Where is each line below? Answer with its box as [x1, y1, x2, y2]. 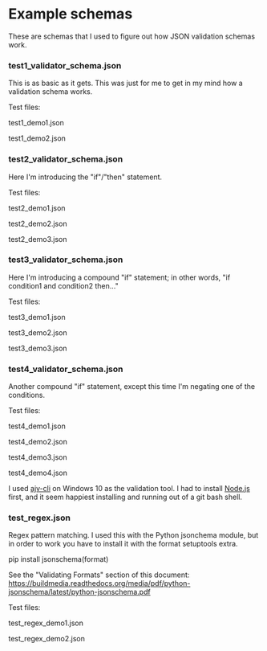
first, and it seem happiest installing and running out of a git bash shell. [8, 492, 243, 502]
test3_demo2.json [8, 327, 68, 338]
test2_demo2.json [8, 219, 67, 228]
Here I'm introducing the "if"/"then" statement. [8, 172, 163, 182]
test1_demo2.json [8, 133, 67, 143]
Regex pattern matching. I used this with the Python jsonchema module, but [8, 530, 259, 540]
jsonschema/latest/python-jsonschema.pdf [8, 588, 151, 597]
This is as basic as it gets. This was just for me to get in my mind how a [8, 78, 243, 88]
